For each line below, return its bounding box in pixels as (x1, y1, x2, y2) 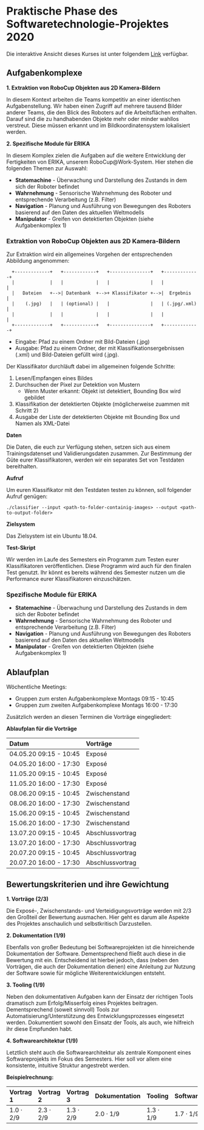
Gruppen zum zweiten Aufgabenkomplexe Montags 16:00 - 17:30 (15, 701, 178, 709)
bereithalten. (6, 463, 38, 470)
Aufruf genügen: (6, 493, 48, 500)
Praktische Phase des (6, 4, 118, 18)
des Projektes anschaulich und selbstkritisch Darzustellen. (6, 920, 152, 927)
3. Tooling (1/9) (6, 981, 46, 988)
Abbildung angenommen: (6, 257, 70, 265)
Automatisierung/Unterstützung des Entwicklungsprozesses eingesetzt (6, 1012, 185, 1019)
